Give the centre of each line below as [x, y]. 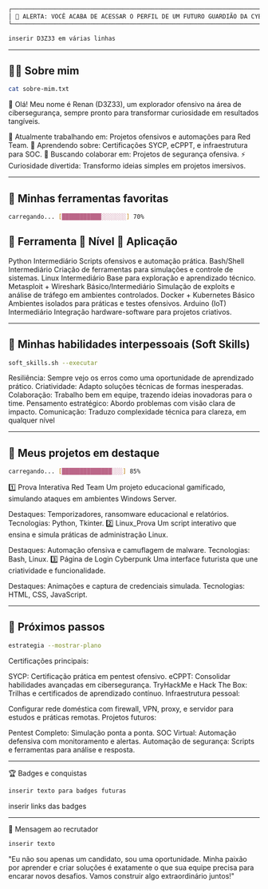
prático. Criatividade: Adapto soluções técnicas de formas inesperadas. [126, 387]
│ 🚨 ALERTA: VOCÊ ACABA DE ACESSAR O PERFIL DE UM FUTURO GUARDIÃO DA [128, 16]
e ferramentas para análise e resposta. [72, 749]
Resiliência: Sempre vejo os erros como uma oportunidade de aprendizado [131, 378]
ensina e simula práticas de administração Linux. [89, 535]
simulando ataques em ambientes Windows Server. [93, 499]
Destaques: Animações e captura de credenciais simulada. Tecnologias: [127, 586]
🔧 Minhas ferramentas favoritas [89, 198]
